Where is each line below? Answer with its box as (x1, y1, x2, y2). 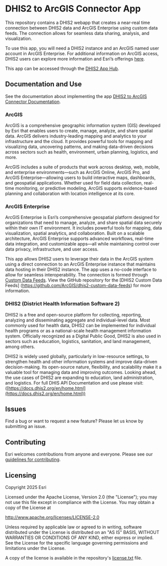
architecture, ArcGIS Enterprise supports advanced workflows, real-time (5, 235, 154, 241)
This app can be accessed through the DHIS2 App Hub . (5, 65, 120, 71)
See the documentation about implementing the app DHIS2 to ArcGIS (5, 93, 147, 99)
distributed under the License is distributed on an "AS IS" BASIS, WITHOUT (5, 529, 160, 535)
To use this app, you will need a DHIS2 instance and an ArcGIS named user (5, 45, 160, 51)
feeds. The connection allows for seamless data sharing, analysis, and (5, 30, 150, 36)
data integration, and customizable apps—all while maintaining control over (5, 241, 160, 247)
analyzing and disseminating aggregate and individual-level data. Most (5, 317, 151, 323)
